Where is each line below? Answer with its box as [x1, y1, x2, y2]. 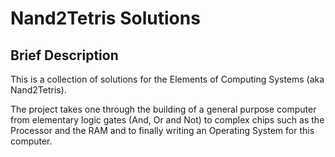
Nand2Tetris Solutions [10, 7, 201, 30]
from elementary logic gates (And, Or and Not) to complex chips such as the [10, 114, 325, 126]
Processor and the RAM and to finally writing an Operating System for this [10, 125, 315, 136]
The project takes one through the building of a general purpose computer [10, 103, 317, 115]
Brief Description [10, 47, 119, 64]
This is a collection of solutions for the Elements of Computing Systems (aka [10, 73, 325, 85]
